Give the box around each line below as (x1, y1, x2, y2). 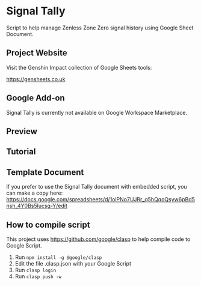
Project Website (6, 48, 67, 58)
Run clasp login (14, 266, 57, 273)
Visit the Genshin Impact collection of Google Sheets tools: (6, 64, 152, 71)
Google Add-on (6, 93, 65, 103)
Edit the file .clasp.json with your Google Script (14, 260, 131, 267)
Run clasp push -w (14, 272, 62, 280)
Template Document (6, 167, 84, 177)
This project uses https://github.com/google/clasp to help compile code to (6, 236, 191, 243)
